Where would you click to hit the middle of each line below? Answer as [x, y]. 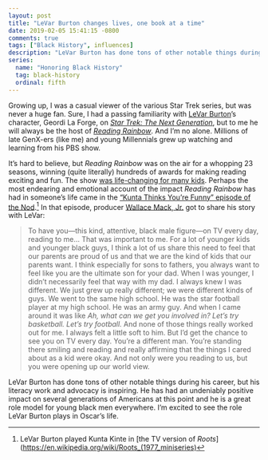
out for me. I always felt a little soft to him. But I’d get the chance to [138, 333]
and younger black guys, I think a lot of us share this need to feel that [142, 248]
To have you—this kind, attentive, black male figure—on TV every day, [143, 231]
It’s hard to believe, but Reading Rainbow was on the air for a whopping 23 [131, 163]
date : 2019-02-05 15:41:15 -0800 [64, 30]
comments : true [33, 38]
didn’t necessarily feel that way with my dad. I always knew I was [134, 282]
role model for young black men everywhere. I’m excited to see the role [125, 407]
